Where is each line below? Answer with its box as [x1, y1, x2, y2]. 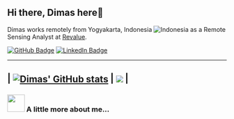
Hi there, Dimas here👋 [7, 7, 104, 19]
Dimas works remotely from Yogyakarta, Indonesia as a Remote [7, 25, 226, 33]
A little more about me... [26, 104, 110, 114]
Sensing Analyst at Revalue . [7, 33, 87, 41]
